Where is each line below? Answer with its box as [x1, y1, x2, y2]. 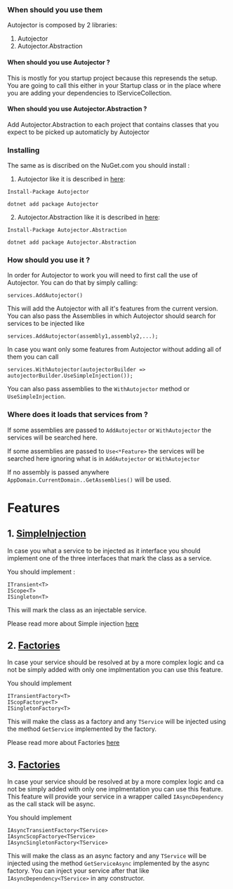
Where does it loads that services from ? [7, 409, 149, 419]
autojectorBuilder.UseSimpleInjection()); [7, 372, 133, 380]
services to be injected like [7, 320, 85, 328]
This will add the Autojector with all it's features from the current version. [7, 304, 218, 313]
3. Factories [7, 758, 60, 770]
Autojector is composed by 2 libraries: [7, 21, 118, 29]
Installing [7, 145, 40, 155]
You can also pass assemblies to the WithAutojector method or [7, 385, 190, 393]
